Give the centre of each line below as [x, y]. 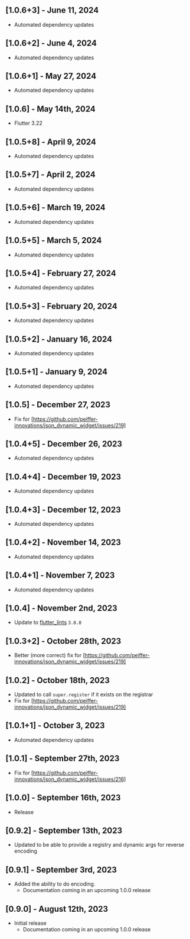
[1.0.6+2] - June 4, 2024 [51, 44]
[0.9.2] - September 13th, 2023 [64, 830]
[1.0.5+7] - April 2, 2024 [50, 175]
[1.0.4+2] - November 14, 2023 [63, 543]
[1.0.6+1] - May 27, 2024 [51, 76]
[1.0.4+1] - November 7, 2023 [60, 575]
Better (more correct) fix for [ [49, 655]
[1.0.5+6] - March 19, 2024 [55, 208]
